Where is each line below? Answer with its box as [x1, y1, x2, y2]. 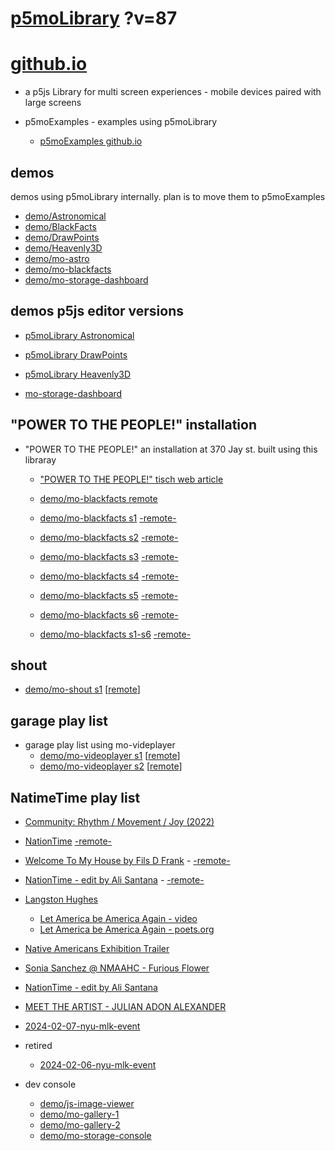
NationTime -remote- [24, 835, 113, 847]
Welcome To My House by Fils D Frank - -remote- [24, 855, 231, 866]
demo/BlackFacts [24, 220, 97, 232]
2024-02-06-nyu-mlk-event [39, 1059, 157, 1071]
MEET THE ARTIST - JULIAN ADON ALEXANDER [24, 1001, 227, 1012]
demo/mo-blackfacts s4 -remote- [39, 570, 179, 582]
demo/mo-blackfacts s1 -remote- [39, 512, 177, 524]
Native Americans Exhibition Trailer [24, 943, 170, 954]
